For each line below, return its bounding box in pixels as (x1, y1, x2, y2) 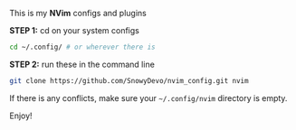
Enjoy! (9, 110, 33, 121)
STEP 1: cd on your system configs (9, 25, 140, 35)
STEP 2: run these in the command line (9, 59, 156, 70)
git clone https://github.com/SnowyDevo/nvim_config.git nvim (9, 76, 249, 85)
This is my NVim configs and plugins (9, 8, 147, 18)
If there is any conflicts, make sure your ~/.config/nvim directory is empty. (9, 92, 288, 103)
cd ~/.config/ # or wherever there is (9, 42, 156, 51)
